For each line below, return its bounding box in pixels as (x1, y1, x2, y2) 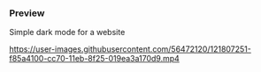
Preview (9, 7, 45, 19)
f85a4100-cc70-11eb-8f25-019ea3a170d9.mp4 (9, 54, 180, 64)
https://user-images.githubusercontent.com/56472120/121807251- (9, 44, 252, 54)
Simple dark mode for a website (9, 27, 126, 38)
